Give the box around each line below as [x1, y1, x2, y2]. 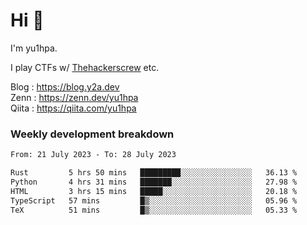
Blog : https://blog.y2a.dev [10, 80, 120, 93]
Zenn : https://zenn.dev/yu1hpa [10, 91, 139, 103]
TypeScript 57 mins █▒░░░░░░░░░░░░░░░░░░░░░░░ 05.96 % [10, 195, 298, 206]
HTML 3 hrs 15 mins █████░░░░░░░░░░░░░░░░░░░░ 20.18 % [10, 186, 298, 196]
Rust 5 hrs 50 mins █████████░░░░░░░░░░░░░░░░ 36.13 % [10, 168, 298, 178]
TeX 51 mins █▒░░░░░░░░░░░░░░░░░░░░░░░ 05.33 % [10, 205, 298, 215]
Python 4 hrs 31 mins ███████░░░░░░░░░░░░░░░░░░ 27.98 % [10, 177, 298, 187]
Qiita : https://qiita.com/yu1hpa [10, 102, 137, 114]
